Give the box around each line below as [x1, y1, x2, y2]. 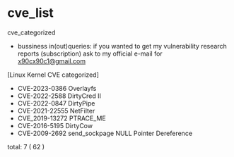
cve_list [7, 5, 54, 21]
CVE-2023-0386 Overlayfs [17, 84, 97, 92]
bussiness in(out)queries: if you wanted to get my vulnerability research [17, 42, 228, 50]
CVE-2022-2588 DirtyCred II [17, 92, 101, 100]
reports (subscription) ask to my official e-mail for [17, 49, 163, 58]
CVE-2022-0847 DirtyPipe [17, 99, 95, 107]
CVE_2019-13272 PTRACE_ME [17, 114, 106, 123]
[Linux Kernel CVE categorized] [7, 70, 99, 79]
